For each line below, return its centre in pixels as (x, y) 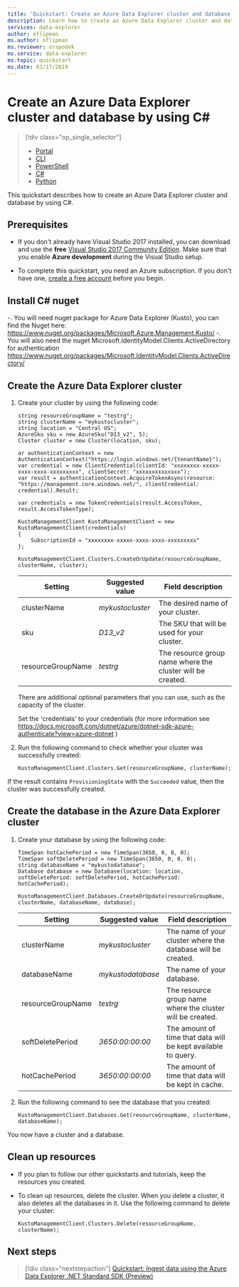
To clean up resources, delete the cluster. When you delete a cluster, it (121, 1195)
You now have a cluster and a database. (66, 1134)
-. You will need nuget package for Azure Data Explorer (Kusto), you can (113, 318)
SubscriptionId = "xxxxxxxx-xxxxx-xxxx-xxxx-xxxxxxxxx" (115, 540)
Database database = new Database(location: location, (101, 871)
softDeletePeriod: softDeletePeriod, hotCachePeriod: (99, 877)
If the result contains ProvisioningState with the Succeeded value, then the (116, 781)
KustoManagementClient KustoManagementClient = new (96, 522)
